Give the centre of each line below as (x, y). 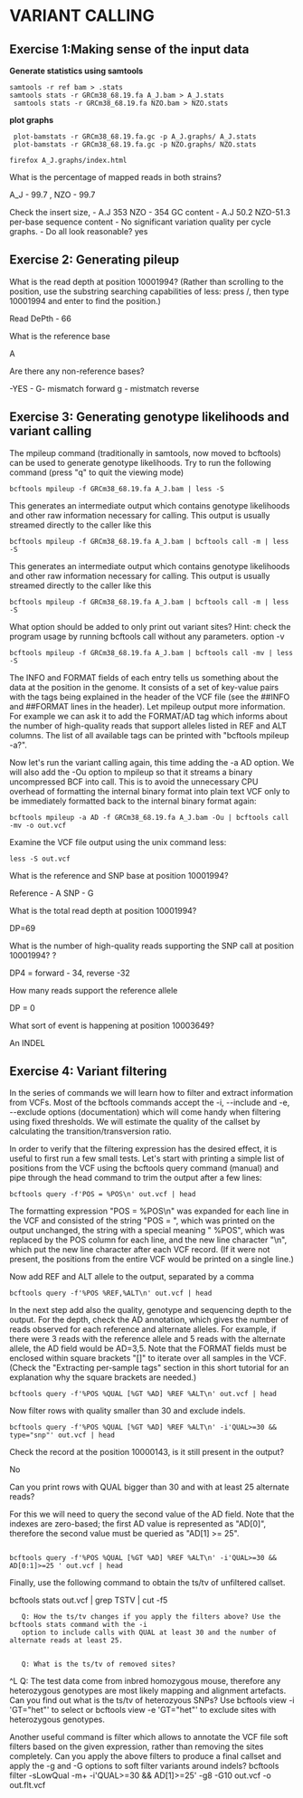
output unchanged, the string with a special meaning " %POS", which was (147, 1231)
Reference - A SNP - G (52, 893)
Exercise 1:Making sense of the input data (129, 49)
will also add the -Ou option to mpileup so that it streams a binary (131, 772)
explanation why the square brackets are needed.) (103, 1377)
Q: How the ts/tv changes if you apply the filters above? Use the (151, 1617)
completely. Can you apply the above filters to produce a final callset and (146, 1756)
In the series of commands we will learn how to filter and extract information (151, 1093)
